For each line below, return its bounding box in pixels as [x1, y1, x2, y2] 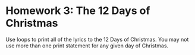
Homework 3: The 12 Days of [5, 4, 150, 18]
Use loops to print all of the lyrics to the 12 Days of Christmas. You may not [5, 36, 189, 43]
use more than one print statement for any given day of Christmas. [5, 42, 169, 49]
